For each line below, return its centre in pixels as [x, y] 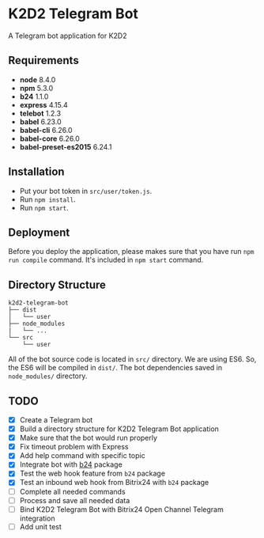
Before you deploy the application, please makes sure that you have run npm [131, 252]
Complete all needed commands [72, 491]
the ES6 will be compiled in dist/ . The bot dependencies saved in [115, 368]
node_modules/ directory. [48, 376]
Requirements [43, 61]
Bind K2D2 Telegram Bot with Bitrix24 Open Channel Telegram [121, 509]
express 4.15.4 [44, 104]
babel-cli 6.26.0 [46, 130]
